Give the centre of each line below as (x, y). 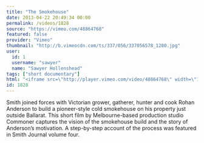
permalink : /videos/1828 (38, 23)
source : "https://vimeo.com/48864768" (55, 29)
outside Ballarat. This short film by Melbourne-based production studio (95, 115)
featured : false (27, 35)
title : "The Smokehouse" (38, 12)
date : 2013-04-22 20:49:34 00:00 (49, 18)
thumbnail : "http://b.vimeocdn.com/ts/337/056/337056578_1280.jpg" (93, 46)
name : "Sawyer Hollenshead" (47, 68)
